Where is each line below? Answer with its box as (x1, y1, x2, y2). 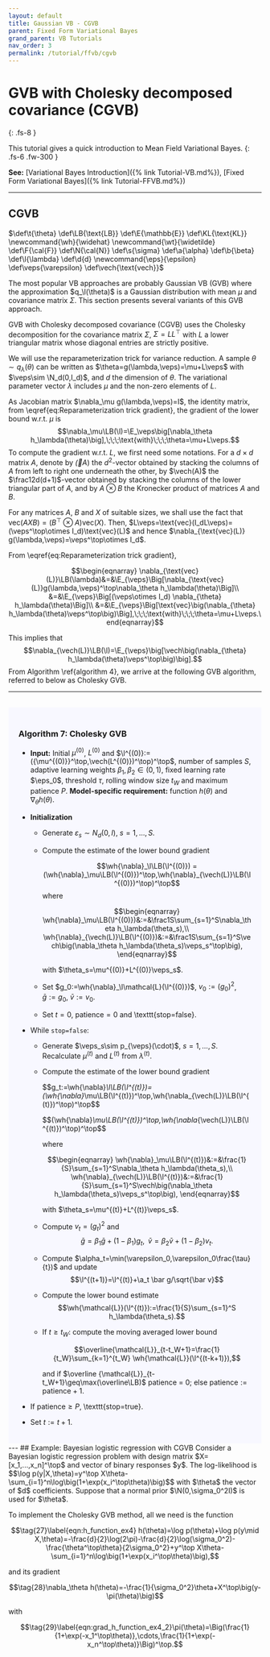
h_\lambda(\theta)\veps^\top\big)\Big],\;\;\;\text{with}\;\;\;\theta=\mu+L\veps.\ (8, 608, 262, 618)
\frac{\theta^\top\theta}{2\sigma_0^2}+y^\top (45, 1543, 195, 1552)
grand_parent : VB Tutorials (8, 34, 103, 43)
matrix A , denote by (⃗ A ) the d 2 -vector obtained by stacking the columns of (8, 456, 260, 467)
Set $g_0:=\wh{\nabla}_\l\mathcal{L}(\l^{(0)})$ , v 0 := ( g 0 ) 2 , (42, 980, 237, 994)
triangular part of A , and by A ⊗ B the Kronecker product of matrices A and (8, 483, 260, 492)
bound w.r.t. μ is (8, 414, 62, 424)
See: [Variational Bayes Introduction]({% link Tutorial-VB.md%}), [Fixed (8, 167, 245, 177)
